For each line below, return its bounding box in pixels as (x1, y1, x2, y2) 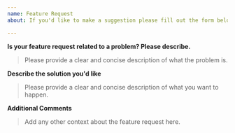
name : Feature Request (7, 10, 73, 17)
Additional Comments (7, 104, 72, 112)
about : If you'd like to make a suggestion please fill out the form (7, 17, 215, 24)
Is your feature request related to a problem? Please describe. (7, 42, 191, 50)
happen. (24, 90, 49, 99)
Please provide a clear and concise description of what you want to (24, 83, 219, 91)
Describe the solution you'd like (7, 69, 101, 78)
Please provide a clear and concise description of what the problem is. (24, 55, 228, 64)
